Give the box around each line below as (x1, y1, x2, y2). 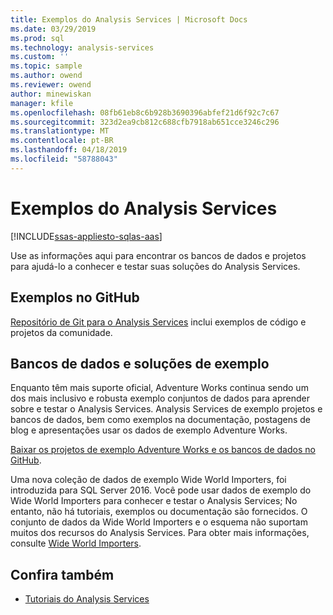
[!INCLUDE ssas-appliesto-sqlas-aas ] (10, 230, 163, 242)
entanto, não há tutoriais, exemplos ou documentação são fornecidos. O (10, 506, 308, 518)
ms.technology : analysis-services (10, 42, 155, 53)
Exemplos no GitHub (10, 289, 140, 306)
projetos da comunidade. (10, 326, 113, 338)
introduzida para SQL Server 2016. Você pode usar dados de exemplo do (10, 484, 312, 496)
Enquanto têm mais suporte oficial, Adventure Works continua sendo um (10, 382, 309, 394)
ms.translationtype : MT (10, 126, 110, 136)
